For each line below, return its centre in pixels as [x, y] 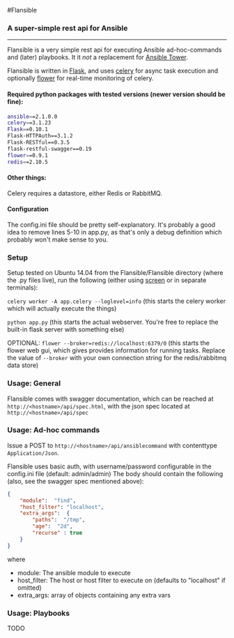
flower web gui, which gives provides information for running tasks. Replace [116, 350]
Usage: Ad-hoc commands [54, 430]
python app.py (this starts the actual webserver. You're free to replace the [113, 322]
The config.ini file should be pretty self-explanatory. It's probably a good [111, 224]
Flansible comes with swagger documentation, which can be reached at [110, 399]
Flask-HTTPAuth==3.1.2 [40, 136]
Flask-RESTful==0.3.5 [39, 142]
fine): [15, 101]
